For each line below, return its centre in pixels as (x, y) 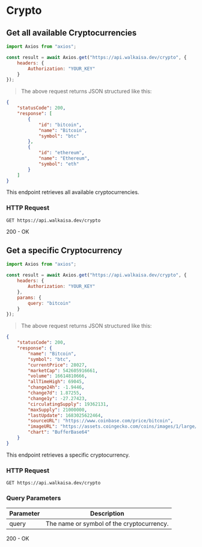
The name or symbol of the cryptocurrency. (107, 524)
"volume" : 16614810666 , (57, 376)
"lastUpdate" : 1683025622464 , (66, 415)
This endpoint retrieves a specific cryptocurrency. (68, 455)
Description (107, 514)
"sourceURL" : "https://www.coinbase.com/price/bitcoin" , (100, 421)
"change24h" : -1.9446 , (56, 387)
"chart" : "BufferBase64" (59, 432)
